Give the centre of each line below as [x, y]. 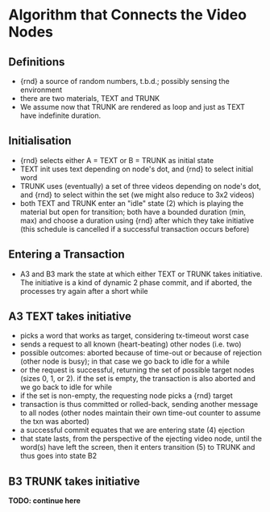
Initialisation [40, 141]
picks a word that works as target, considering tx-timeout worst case [135, 336]
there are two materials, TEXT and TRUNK [89, 98]
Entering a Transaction [66, 255]
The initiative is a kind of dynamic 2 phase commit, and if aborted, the [136, 282]
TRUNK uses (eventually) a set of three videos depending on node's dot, [141, 186]
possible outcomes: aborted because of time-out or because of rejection [141, 353]
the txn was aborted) [55, 422]
